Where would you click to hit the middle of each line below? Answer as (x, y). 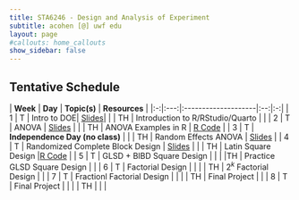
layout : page (34, 34)
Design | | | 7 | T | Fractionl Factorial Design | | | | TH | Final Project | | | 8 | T (149, 176)
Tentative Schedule (65, 87)
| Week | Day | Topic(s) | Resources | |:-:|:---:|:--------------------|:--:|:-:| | (149, 108)
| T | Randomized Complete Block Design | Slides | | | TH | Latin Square (140, 146)
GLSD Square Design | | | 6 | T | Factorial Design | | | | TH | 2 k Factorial (139, 166)
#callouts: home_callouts (57, 42)
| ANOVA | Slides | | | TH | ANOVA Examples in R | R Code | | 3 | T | (132, 127)
